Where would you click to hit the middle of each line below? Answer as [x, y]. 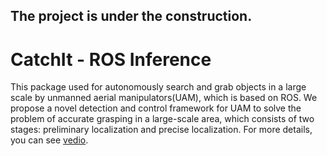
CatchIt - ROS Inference [111, 59]
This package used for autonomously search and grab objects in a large [158, 87]
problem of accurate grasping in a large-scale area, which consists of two [162, 119]
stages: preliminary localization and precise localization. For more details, [161, 130]
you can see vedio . [49, 140]
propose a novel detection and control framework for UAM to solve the [156, 108]
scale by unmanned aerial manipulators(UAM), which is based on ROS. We [164, 98]
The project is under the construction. [131, 16]
